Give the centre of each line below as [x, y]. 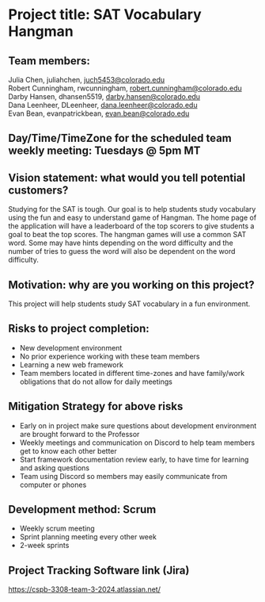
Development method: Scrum [82, 510]
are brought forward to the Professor [79, 434]
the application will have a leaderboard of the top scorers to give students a [131, 226]
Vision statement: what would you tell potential [127, 177]
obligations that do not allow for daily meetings [96, 382]
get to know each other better [68, 451]
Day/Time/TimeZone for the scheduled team [120, 138]
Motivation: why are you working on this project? [131, 284]
